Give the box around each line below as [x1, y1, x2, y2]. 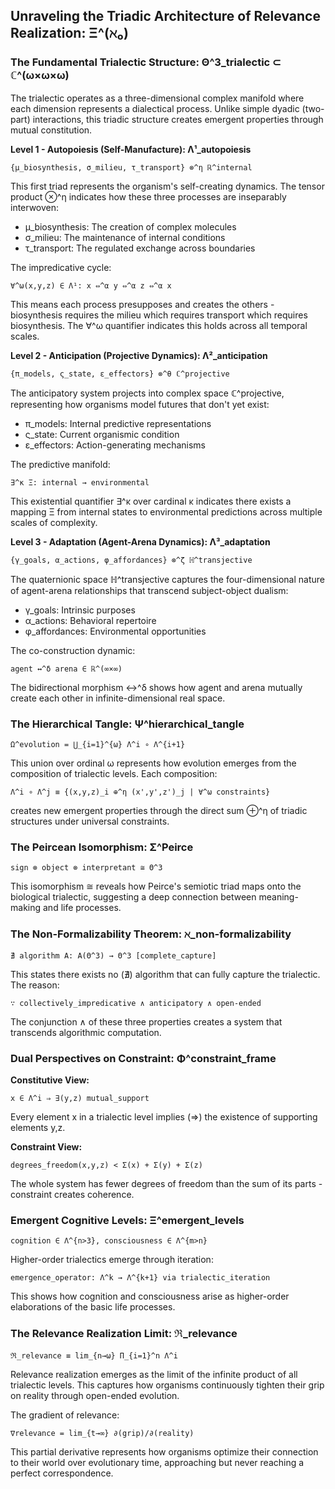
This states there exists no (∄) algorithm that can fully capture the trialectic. [10, 968, 321, 980]
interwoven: [10, 201, 60, 213]
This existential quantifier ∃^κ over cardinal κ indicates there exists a [10, 495, 292, 507]
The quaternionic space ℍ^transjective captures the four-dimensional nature [10, 573, 325, 585]
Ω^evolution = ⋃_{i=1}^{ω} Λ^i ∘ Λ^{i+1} [10, 739, 186, 749]
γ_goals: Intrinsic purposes [24, 604, 136, 616]
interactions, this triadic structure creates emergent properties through [32, 113, 324, 125]
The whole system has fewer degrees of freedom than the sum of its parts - [10, 1177, 323, 1189]
